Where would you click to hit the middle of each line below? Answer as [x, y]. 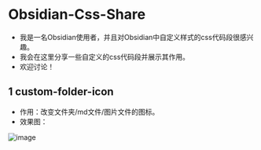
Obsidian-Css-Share [77, 15]
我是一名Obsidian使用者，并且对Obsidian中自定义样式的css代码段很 [129, 37]
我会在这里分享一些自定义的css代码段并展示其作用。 [105, 57]
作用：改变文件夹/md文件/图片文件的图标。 [89, 112]
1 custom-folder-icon [61, 92]
